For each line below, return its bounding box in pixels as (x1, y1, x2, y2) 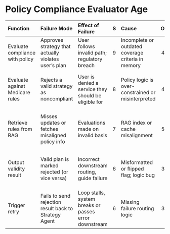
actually (40, 49, 59, 56)
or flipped (120, 165, 144, 172)
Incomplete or (120, 36, 154, 43)
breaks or (77, 202, 101, 209)
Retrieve (8, 119, 28, 126)
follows (77, 43, 95, 50)
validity (8, 165, 25, 172)
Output (8, 159, 24, 166)
